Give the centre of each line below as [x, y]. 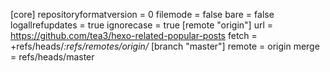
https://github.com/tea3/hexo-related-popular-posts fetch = [134, 35]
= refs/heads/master [52, 57]
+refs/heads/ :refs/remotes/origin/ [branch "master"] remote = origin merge [165, 46]
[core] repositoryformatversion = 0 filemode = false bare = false [142, 14]
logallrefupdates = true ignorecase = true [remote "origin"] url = [141, 25]
